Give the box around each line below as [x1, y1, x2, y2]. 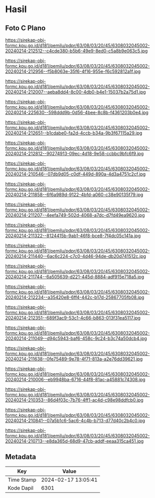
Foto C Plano [5, 24, 46, 32]
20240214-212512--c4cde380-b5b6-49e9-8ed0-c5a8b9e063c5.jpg [5, 48, 148, 54]
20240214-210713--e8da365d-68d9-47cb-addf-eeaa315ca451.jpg [5, 438, 144, 444]
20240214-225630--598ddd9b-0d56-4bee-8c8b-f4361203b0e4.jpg [5, 110, 148, 115]
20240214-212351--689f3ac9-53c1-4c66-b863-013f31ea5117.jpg [5, 315, 141, 321]
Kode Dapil [8, 484, 34, 491]
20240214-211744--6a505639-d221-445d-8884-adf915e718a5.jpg [5, 274, 144, 280]
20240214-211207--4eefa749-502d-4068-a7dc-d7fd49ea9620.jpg [5, 212, 145, 218]
